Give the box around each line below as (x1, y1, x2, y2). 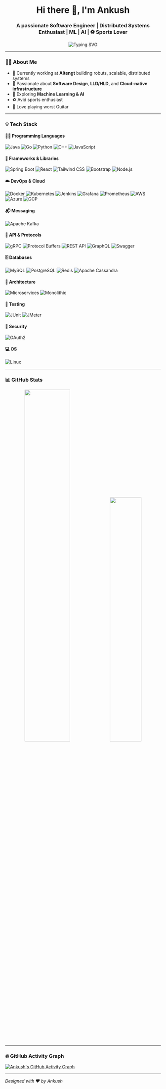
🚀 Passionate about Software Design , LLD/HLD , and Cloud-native (12, 80, 148, 86)
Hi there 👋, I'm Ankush (36, 4, 130, 16)
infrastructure (12, 86, 42, 92)
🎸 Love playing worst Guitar (12, 103, 69, 109)
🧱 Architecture (5, 279, 36, 285)
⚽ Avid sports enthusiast (12, 97, 63, 102)
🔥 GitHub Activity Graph (5, 1052, 64, 1059)
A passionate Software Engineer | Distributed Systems (16, 22, 150, 29)
